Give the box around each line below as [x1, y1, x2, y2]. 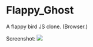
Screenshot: [6, 35, 36, 42]
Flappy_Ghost [6, 4, 74, 17]
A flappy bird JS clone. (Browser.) [6, 23, 88, 30]
